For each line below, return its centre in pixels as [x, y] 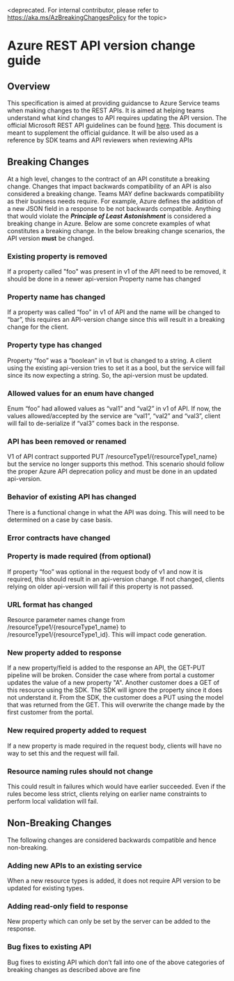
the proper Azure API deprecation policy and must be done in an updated [112, 471]
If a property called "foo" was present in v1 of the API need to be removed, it [117, 272]
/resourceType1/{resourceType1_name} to [67, 627]
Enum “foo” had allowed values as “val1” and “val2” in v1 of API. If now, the [114, 408]
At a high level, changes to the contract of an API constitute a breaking [109, 179]
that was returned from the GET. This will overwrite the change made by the [116, 705]
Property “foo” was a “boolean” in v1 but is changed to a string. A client [109, 360]
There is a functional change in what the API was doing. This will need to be [116, 512]
